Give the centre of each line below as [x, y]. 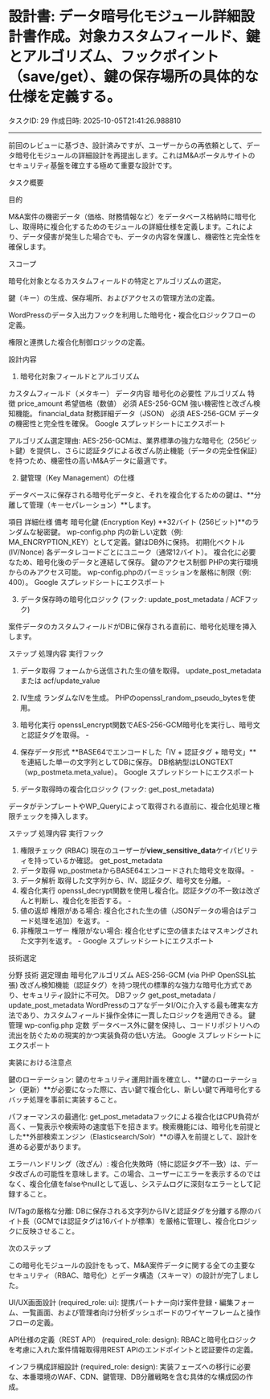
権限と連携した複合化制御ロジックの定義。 [79, 342]
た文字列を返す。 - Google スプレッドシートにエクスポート [117, 940]
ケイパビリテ [237, 850]
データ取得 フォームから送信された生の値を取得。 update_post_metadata [141, 670]
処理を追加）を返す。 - [72, 920]
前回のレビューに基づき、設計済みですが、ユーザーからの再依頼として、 [127, 145]
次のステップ [29, 1248]
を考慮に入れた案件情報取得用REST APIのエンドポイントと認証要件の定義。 [133, 1349]
